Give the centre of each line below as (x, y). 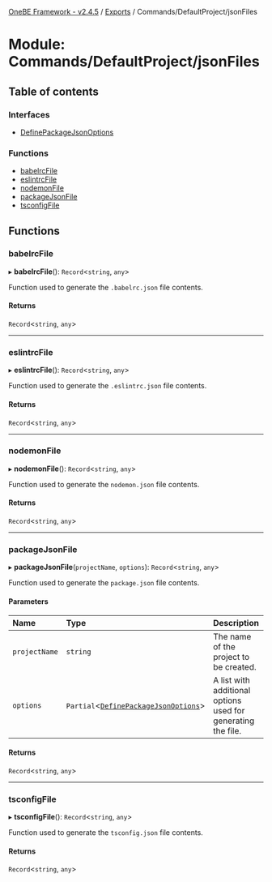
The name (232, 636)
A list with (232, 680)
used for (229, 710)
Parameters (28, 601)
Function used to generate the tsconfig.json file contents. (106, 833)
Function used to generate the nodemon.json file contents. (104, 484)
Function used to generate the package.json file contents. (104, 583)
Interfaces (29, 114)
